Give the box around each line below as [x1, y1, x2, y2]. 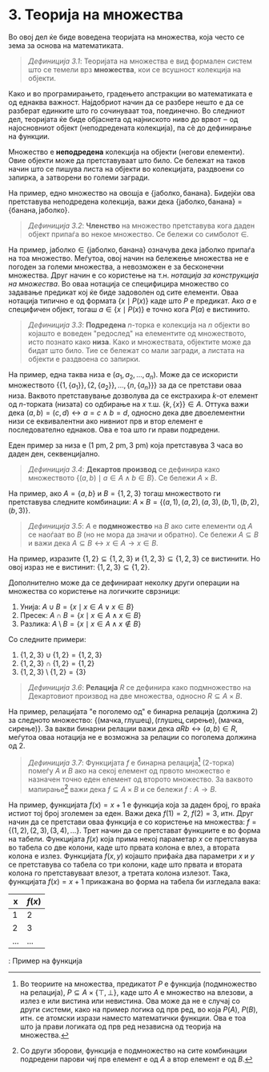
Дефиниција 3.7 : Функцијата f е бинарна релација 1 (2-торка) [27, 756, 235, 767]
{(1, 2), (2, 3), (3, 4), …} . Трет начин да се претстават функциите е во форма [8, 825, 261, 835]
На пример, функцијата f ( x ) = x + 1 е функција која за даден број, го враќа [8, 800, 261, 810]
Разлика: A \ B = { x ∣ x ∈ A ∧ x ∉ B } [19, 619, 142, 628]
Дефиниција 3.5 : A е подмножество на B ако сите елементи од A [27, 521, 253, 530]
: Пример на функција [8, 956, 82, 965]
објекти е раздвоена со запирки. [27, 354, 141, 363]
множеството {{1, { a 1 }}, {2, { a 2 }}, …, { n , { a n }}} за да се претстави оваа [8, 380, 242, 392]
